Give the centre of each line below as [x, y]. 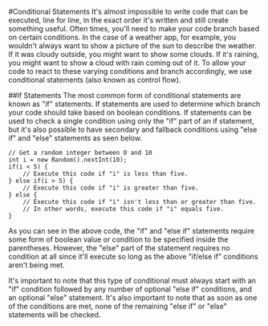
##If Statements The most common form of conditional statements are [125, 95]
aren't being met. [37, 265]
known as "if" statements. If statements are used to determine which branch [134, 104]
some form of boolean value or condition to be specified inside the [118, 239]
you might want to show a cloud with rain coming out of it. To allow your [127, 63]
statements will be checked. [55, 315]
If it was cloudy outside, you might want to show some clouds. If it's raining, [134, 54]
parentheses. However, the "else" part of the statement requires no [119, 248]
